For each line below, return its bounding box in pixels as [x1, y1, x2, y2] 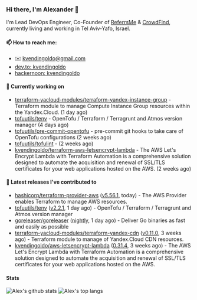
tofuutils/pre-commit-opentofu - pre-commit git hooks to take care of [14, 127, 184, 135]
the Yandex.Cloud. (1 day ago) [14, 109, 88, 116]
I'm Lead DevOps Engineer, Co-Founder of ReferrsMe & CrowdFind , [6, 19, 171, 26]
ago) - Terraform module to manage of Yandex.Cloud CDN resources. [14, 236, 184, 243]
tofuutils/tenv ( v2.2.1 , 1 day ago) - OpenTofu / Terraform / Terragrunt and [14, 204, 192, 211]
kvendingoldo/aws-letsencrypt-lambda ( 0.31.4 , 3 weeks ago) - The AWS [14, 242, 191, 249]
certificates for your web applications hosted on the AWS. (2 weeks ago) [14, 165, 192, 172]
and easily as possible [14, 223, 69, 230]
